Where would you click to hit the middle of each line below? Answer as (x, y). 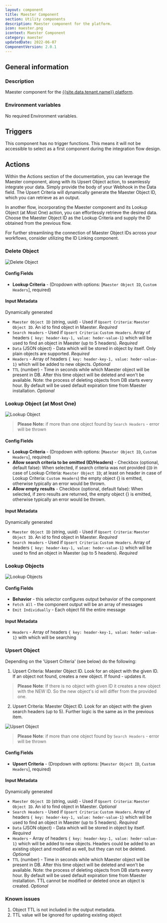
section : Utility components (35, 19)
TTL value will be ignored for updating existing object (67, 915)
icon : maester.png (24, 28)
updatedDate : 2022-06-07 (31, 42)
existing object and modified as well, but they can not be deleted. (79, 849)
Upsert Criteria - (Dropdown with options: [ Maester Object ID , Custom (84, 764)
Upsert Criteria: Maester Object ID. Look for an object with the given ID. (85, 671)
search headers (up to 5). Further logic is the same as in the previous (83, 711)
